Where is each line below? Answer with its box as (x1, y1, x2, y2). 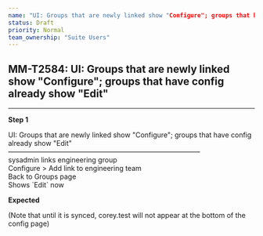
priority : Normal (8, 26, 65, 34)
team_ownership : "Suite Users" (8, 33, 110, 42)
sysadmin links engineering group (8, 155, 117, 165)
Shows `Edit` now (8, 180, 64, 190)
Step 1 (8, 115, 29, 125)
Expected (8, 195, 41, 205)
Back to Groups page (8, 172, 77, 181)
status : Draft (8, 19, 55, 27)
